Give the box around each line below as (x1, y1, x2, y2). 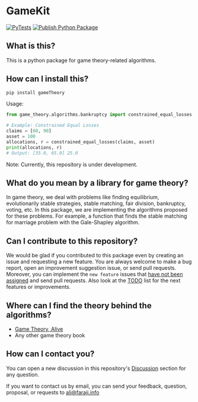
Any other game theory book (14, 332, 85, 339)
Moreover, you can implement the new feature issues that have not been (6, 271, 183, 278)
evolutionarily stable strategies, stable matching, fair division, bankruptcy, (6, 200, 186, 207)
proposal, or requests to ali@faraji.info (6, 388, 100, 395)
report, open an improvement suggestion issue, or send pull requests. (6, 264, 177, 272)
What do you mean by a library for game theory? (6, 178, 189, 188)
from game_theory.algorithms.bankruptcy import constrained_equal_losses (6, 111, 193, 118)
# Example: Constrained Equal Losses (6, 123, 100, 129)
